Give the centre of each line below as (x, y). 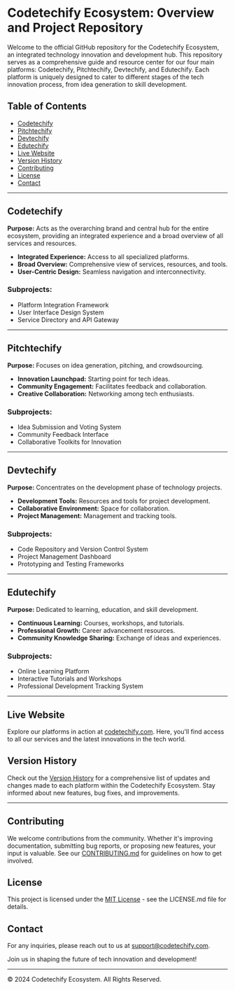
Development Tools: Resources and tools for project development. (114, 501)
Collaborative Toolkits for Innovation (69, 442)
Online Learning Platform (53, 671)
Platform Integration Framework (63, 305)
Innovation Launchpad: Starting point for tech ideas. (94, 379)
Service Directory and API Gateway (68, 319)
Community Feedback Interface (63, 434)
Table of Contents (47, 106)
